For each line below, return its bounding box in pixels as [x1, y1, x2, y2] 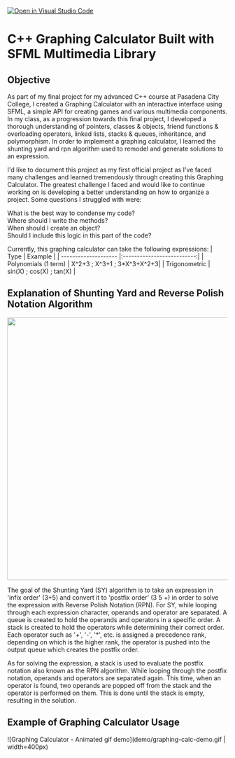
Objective [7, 74, 51, 85]
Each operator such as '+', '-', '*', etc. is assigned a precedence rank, [7, 630, 207, 639]
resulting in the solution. [7, 696, 77, 704]
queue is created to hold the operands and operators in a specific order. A [7, 615, 221, 623]
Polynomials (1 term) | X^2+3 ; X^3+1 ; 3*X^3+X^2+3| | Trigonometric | [7, 260, 211, 268]
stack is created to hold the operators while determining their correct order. [7, 623, 225, 631]
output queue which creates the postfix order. [7, 645, 139, 654]
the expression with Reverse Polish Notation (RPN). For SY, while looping [7, 600, 218, 609]
